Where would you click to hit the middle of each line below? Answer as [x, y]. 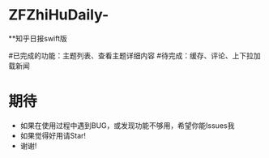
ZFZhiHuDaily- [59, 15]
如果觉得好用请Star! [53, 135]
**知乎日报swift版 [38, 38]
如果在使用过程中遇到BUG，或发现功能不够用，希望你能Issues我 [127, 125]
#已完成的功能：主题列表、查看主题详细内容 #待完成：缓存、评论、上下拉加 [134, 55]
